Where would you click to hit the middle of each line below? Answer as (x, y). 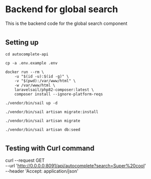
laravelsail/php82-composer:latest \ (54, 90)
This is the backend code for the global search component (66, 23)
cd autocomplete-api (27, 54)
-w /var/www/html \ (35, 85)
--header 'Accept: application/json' (42, 171)
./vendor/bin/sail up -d (31, 103)
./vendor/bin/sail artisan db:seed (43, 130)
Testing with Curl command (50, 148)
